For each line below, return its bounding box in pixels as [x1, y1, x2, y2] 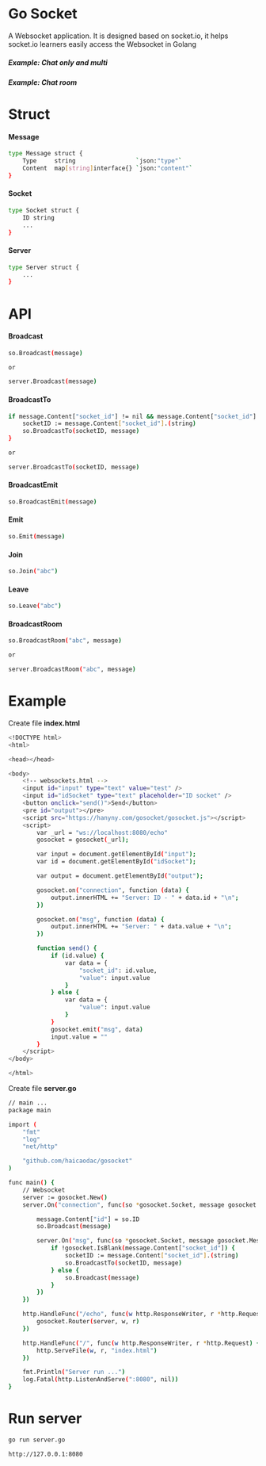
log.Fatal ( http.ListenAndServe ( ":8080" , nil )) [22, 1376, 179, 1384]
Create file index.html [8, 718, 81, 728]
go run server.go [8, 1436, 66, 1444]
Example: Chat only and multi [8, 57, 108, 67]
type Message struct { [8, 150, 83, 158]
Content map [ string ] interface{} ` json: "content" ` [22, 164, 193, 173]
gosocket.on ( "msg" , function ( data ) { [36, 915, 165, 924]
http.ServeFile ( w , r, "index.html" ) [36, 1346, 158, 1354]
